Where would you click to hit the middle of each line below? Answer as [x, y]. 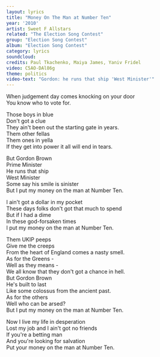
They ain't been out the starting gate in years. [63, 127]
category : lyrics [28, 51]
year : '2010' [23, 23]
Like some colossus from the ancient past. [59, 291]
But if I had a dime [29, 215]
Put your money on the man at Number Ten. [60, 347]
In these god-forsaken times [41, 222]
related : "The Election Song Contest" [55, 34]
